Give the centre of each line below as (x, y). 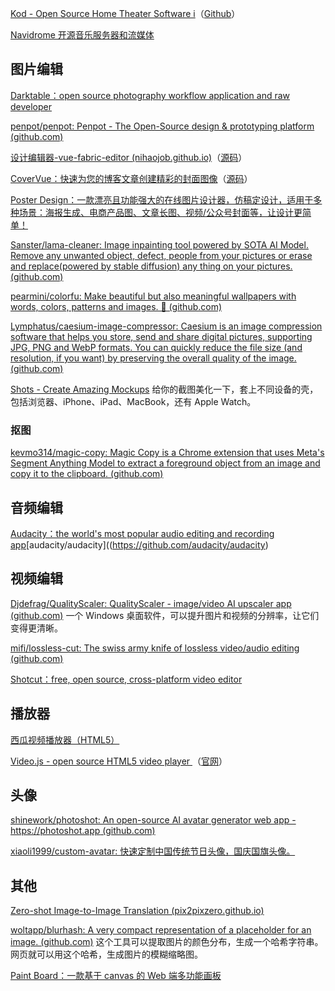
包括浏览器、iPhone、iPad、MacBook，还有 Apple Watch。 (133, 401)
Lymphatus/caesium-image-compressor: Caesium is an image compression (166, 326)
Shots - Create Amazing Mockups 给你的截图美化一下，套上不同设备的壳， (164, 389)
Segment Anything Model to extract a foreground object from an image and (165, 463)
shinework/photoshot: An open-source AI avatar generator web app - (153, 820)
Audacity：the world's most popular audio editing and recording (142, 533)
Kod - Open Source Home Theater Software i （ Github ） (125, 13)
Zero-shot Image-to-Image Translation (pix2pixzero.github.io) (137, 911)
